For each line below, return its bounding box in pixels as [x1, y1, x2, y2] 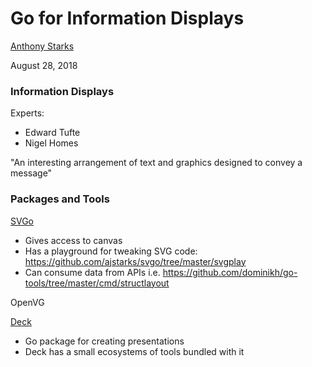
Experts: [10, 107, 45, 119]
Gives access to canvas [24, 234, 123, 246]
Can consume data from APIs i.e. [24, 266, 161, 278]
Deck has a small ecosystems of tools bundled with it [24, 345, 245, 357]
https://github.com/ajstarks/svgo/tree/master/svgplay [24, 255, 247, 267]
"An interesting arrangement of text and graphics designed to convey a [10, 157, 303, 169]
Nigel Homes [24, 137, 79, 149]
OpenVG [10, 296, 45, 308]
